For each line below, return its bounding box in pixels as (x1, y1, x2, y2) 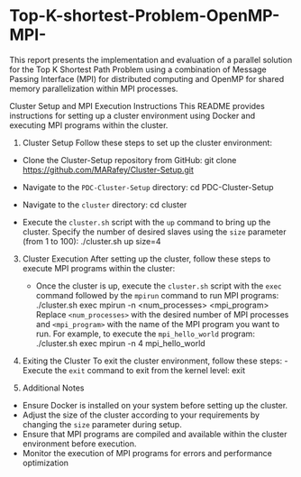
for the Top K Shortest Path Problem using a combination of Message (9, 64, 268, 75)
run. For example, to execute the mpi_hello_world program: (35, 328, 255, 339)
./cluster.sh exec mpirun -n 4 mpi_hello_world (35, 337, 205, 348)
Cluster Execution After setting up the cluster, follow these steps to (22, 253, 271, 264)
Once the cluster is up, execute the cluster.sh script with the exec (35, 280, 282, 291)
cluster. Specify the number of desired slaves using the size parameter (22, 226, 287, 237)
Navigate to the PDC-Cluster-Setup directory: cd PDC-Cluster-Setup (22, 181, 274, 192)
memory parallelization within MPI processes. (9, 83, 178, 94)
